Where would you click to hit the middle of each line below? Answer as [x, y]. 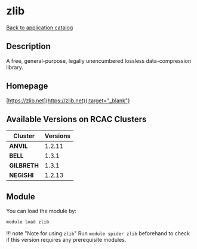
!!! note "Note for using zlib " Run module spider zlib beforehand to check [98, 233]
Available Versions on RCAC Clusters [76, 119]
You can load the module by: [41, 211]
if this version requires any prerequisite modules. [66, 240]
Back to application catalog [40, 28]
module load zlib [28, 222]
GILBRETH [24, 166]
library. [15, 67]
